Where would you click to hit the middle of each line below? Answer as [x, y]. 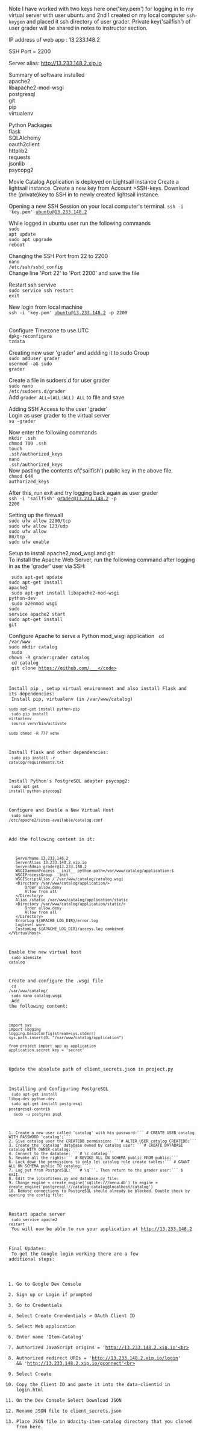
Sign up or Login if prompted [54, 1295]
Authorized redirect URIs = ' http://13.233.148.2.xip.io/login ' [99, 1358]
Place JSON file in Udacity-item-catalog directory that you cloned [104, 1421]
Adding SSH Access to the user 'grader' [58, 409]
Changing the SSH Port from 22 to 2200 [58, 256]
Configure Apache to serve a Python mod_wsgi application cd [86, 636]
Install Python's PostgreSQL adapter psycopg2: [70, 781]
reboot [17, 245]
